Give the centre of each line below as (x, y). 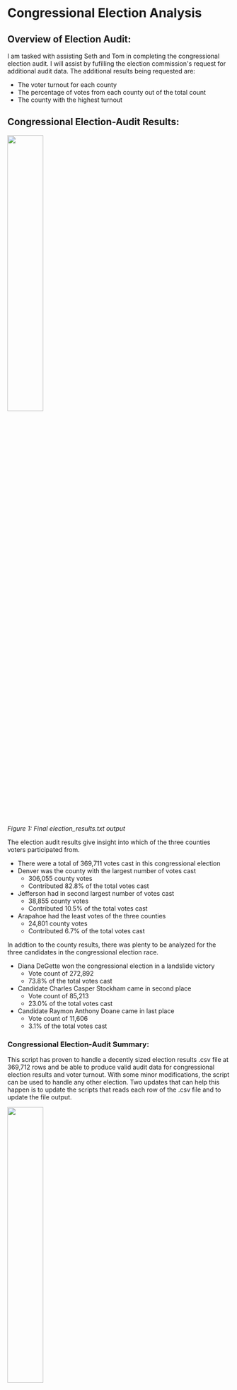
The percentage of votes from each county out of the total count (112, 92)
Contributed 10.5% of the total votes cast (88, 908)
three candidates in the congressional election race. (83, 952)
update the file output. (40, 1097)
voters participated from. (44, 849)
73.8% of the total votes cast (70, 981)
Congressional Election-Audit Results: (93, 122)
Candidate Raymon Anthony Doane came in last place (96, 1011)
